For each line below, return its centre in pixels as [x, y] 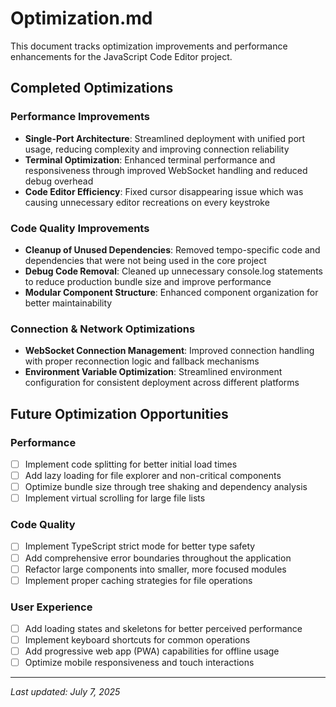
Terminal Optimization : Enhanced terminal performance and [150, 159]
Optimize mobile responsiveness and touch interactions [139, 663]
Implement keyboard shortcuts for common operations [137, 640]
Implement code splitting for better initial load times [131, 464]
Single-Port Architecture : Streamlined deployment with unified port [165, 138]
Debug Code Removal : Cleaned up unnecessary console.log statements [173, 271]
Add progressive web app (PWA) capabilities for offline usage [152, 651]
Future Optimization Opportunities [119, 413]
